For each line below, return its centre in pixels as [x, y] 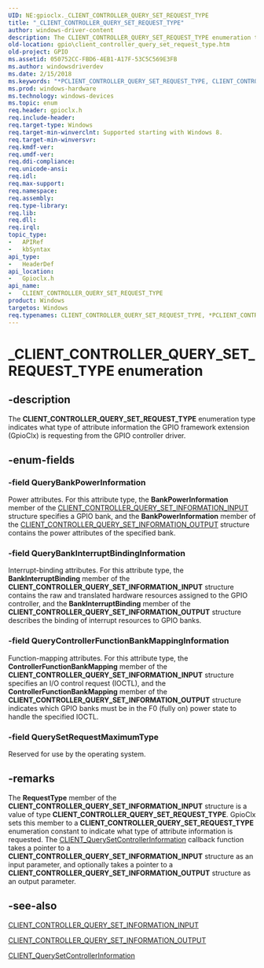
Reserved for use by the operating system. [77, 754]
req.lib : [22, 213]
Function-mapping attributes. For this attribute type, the [98, 658]
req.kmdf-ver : [31, 147]
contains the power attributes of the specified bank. [92, 533]
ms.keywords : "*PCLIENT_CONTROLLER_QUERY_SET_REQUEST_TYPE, [109, 81]
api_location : [31, 271]
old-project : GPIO [38, 52]
